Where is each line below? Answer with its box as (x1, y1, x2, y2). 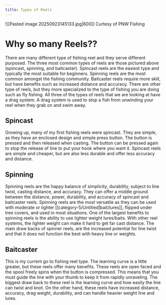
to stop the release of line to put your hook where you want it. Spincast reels (5, 145, 161, 151)
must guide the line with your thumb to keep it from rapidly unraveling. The (5, 274, 158, 280)
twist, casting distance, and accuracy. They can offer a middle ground (5, 189, 148, 195)
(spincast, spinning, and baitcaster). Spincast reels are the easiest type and (5, 65, 160, 71)
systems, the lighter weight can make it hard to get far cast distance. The (5, 220, 155, 226)
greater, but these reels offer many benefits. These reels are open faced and (5, 264, 162, 269)
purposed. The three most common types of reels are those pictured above (5, 60, 160, 66)
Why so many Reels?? (5, 38, 98, 50)
